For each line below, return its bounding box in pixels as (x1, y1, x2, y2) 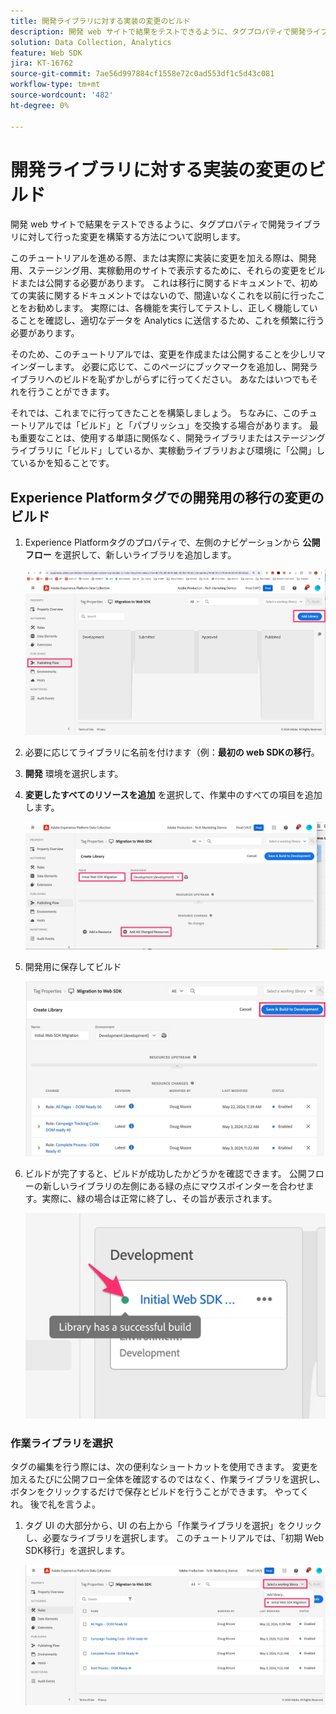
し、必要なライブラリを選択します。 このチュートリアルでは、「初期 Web (24, 1532, 324, 1544)
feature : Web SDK (10, 48, 83, 58)
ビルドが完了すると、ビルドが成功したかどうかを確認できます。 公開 (24, 1168, 307, 1180)
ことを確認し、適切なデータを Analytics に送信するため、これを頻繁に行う (18, 315, 325, 327)
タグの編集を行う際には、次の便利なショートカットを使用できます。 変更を (10, 1461, 319, 1473)
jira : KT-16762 (10, 58, 74, 69)
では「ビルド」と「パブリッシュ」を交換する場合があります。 (53, 420, 308, 432)
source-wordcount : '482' (10, 90, 114, 100)
